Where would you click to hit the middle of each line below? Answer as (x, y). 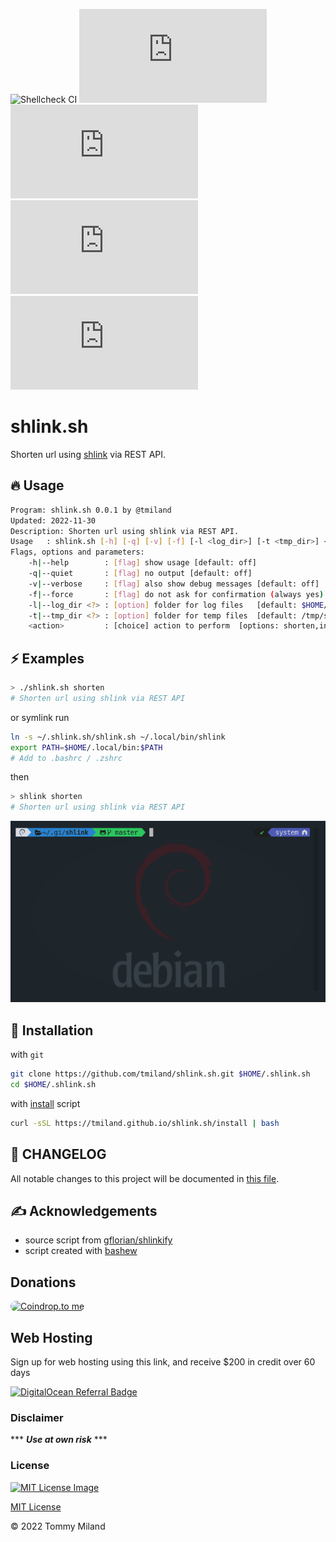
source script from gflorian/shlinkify (98, 1240)
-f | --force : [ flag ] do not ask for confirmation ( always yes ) (176, 594)
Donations (43, 1282)
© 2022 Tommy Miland (58, 1526)
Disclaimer (37, 1417)
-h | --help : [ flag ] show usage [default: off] (142, 563)
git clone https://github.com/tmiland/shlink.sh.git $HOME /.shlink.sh (160, 1074)
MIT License (36, 1506)
